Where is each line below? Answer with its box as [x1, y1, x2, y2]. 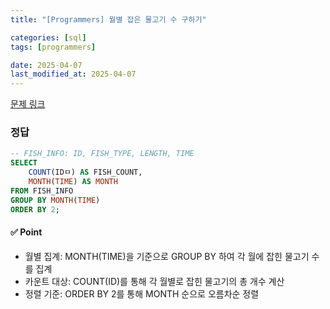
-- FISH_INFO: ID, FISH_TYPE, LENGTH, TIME [10, 149, 195, 159]
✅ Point [10, 226, 43, 238]
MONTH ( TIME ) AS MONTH [28, 177, 118, 187]
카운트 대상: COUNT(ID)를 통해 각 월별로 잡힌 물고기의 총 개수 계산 [24, 275, 285, 287]
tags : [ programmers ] [10, 42, 97, 52]
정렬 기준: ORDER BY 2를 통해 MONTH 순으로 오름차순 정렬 [24, 287, 260, 300]
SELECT [10, 158, 38, 168]
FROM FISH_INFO [10, 186, 74, 196]
